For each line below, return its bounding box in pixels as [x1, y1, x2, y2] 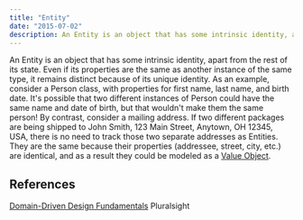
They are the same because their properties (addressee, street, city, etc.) [9, 141, 281, 151]
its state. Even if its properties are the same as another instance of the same [9, 64, 292, 75]
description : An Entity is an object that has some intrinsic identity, [9, 30, 289, 39]
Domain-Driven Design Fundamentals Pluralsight [9, 200, 190, 212]
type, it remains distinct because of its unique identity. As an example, [9, 74, 271, 85]
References [9, 177, 76, 192]
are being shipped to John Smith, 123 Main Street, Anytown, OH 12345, [9, 122, 273, 133]
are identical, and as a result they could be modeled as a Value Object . [9, 151, 271, 161]
